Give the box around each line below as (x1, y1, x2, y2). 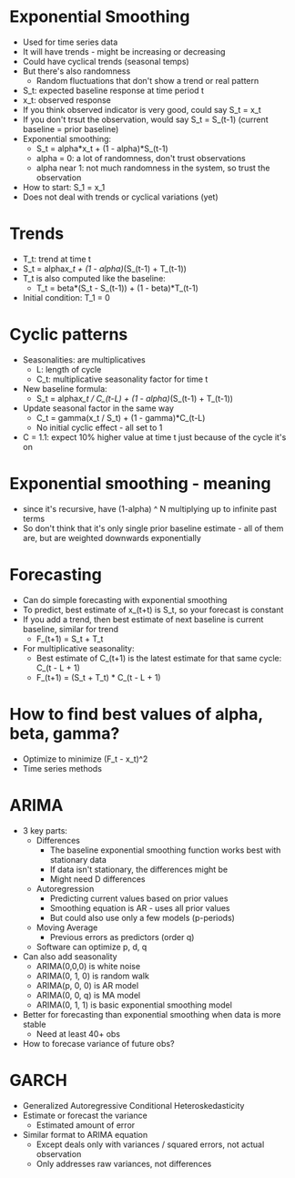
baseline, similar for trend (22, 623, 118, 634)
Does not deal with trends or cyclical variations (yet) (22, 191, 219, 202)
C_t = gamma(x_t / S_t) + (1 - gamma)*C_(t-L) (36, 412, 206, 423)
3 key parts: (22, 825, 68, 835)
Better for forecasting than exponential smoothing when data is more (22, 1009, 281, 1019)
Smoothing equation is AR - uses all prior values (49, 902, 230, 913)
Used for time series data (22, 36, 118, 47)
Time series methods (22, 763, 103, 773)
